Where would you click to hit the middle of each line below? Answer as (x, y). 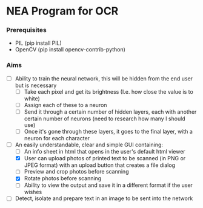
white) (32, 99)
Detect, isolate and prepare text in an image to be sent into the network (104, 198)
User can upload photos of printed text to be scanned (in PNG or (105, 158)
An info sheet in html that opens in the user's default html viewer (105, 152)
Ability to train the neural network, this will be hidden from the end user (104, 78)
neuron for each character (57, 138)
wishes (33, 192)
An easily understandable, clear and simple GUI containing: (89, 145)
